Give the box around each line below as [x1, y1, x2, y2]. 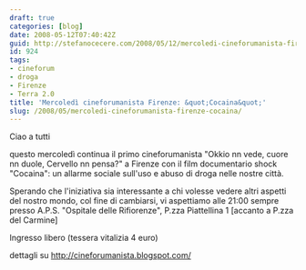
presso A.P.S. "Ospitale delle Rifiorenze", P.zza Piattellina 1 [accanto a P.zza [9, 205, 294, 216]
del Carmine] [9, 215, 58, 225]
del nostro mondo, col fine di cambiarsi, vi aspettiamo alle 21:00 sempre [9, 195, 280, 206]
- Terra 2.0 [9, 89, 55, 98]
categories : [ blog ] [9, 22, 84, 31]
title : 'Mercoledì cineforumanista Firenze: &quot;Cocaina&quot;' [9, 97, 267, 107]
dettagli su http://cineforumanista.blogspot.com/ [9, 250, 191, 261]
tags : [9, 55, 30, 65]
